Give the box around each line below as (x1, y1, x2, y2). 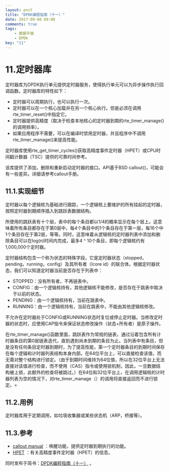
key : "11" (5, 41, 26, 46)
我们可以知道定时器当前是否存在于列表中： (14, 267, 103, 273)
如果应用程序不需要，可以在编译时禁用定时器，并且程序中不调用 (12, 130, 146, 136)
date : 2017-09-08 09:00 (5, 17, 56, 22)
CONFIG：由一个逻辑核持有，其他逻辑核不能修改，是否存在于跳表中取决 (12, 284, 163, 290)
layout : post (5, 7, 33, 13)
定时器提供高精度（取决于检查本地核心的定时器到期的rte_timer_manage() (12, 117, 164, 124)
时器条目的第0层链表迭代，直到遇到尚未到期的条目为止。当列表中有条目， (5, 337, 159, 343)
